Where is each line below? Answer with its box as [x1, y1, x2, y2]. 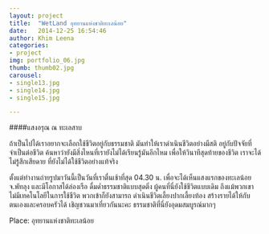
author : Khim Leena [9, 34, 75, 42]
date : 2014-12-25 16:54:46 [9, 26, 107, 34]
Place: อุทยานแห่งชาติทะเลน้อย [9, 216, 95, 225]
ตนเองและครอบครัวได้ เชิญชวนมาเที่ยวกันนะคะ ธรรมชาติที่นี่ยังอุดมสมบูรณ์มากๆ [9, 200, 216, 209]
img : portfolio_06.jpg [9, 57, 85, 65]
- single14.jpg [9, 86, 60, 95]
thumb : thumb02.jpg [9, 64, 75, 72]
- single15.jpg [9, 94, 60, 102]
